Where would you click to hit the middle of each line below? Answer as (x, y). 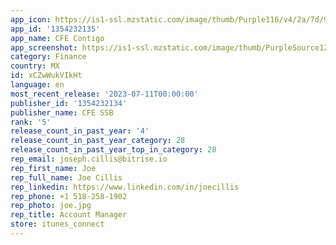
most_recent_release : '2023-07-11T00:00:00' (104, 94)
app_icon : (31, 19)
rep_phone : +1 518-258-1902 (69, 196)
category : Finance (48, 57)
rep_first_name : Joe (53, 168)
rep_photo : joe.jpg (51, 206)
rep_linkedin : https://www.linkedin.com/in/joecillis (125, 187)
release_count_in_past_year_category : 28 (98, 141)
